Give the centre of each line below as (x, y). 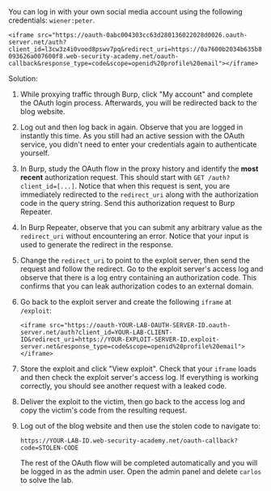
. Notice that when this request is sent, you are (152, 186)
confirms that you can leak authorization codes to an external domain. (137, 286)
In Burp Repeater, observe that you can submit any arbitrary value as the (141, 227)
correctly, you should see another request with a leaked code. (123, 386)
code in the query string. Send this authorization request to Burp (127, 203)
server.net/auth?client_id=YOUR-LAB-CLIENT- (96, 332)
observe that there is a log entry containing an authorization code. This (138, 278)
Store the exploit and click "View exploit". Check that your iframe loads (138, 369)
